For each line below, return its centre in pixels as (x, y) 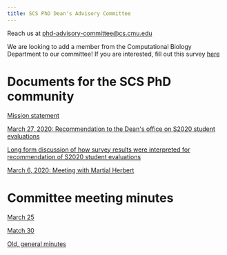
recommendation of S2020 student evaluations (74, 156)
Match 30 (21, 230)
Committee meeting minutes (90, 198)
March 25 (21, 217)
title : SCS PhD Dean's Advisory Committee (69, 13)
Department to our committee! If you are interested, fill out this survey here (113, 54)
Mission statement (33, 115)
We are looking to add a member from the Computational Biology (99, 46)
